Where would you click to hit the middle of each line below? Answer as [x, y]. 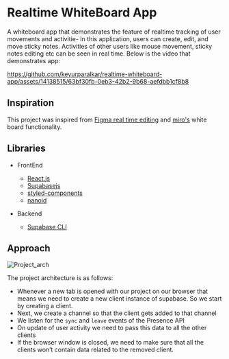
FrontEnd [30, 165]
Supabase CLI [47, 227]
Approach [29, 248]
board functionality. [35, 127]
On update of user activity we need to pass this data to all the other [112, 328]
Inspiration [31, 103]
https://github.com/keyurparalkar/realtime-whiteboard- [85, 74]
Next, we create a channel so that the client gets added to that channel [117, 313]
